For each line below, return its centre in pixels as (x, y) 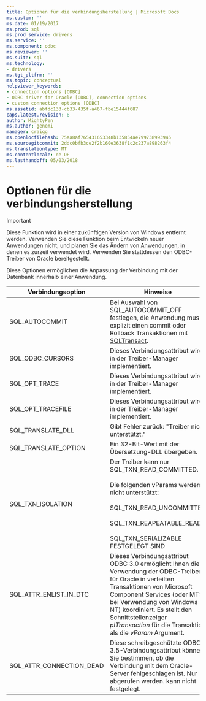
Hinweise (158, 292)
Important (19, 221)
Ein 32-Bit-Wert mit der (144, 444)
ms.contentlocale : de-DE (38, 155)
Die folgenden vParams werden (155, 485)
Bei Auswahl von (134, 302)
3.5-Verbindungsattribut (145, 651)
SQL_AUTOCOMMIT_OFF (146, 310)
